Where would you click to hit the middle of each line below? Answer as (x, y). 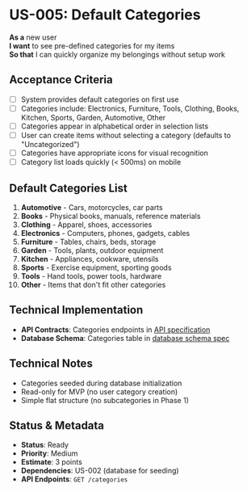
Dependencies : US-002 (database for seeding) (100, 471)
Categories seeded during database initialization (101, 383)
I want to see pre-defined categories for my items (92, 45)
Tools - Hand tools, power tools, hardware (91, 275)
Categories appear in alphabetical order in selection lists (115, 126)
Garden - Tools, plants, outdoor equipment (92, 250)
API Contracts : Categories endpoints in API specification (115, 330)
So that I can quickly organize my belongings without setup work (117, 54)
